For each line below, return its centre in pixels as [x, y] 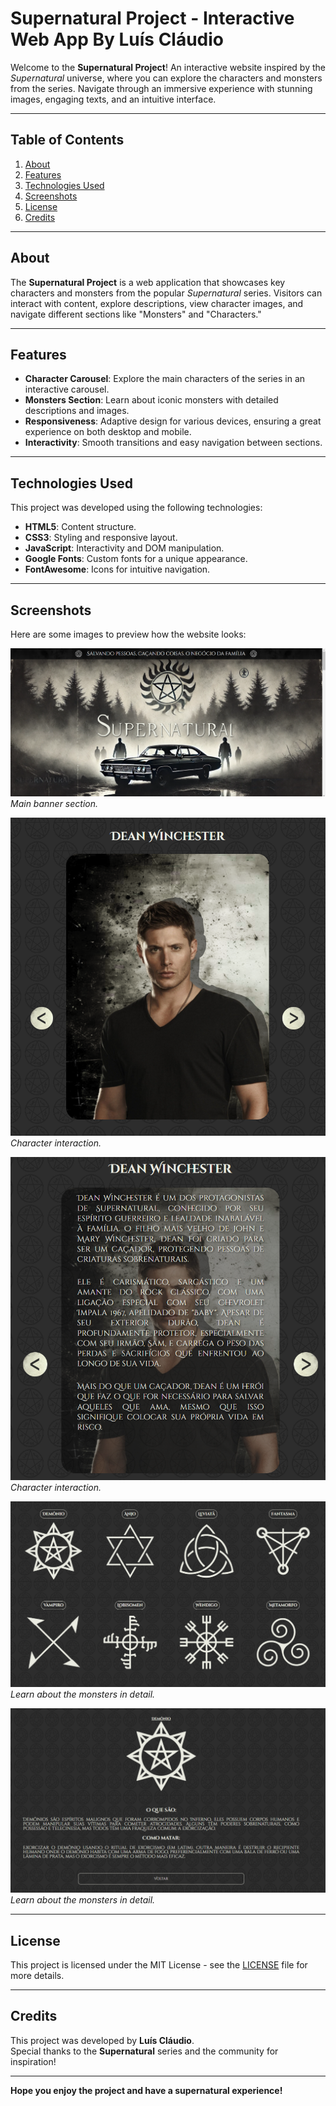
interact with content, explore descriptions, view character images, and [157, 303]
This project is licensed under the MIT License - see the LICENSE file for [159, 1965]
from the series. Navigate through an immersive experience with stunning [161, 88]
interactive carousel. [67, 389]
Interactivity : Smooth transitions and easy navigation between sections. [173, 443]
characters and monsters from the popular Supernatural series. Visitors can [166, 293]
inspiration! [33, 2061]
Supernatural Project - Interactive [152, 18]
